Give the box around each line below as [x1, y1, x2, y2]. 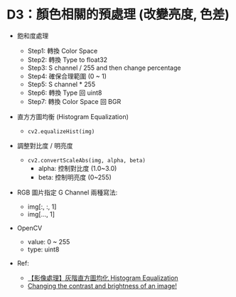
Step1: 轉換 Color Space [27, 46, 98, 55]
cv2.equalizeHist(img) [27, 127, 95, 135]
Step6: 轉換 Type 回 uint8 [27, 88, 102, 97]
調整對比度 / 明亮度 [16, 141, 73, 150]
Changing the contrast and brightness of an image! [27, 281, 177, 290]
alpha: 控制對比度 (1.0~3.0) [38, 164, 117, 172]
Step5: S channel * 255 [27, 80, 96, 88]
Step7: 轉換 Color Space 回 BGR [27, 97, 122, 105]
